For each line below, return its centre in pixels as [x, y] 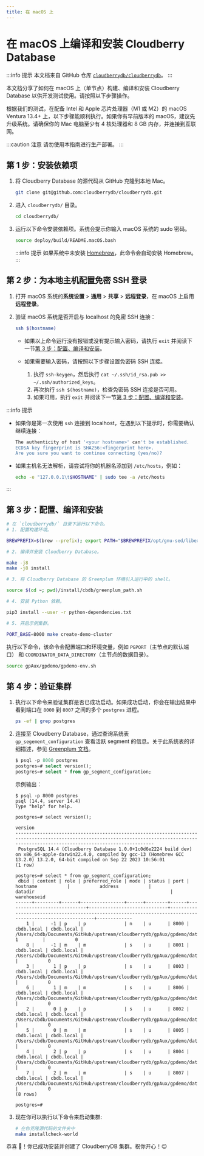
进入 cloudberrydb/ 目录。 [48, 205]
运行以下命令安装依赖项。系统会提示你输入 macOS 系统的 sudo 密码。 [102, 229]
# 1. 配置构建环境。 [29, 530]
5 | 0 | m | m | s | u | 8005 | [108, 1030]
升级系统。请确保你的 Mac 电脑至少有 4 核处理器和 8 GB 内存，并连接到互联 [101, 124]
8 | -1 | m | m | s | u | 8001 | [108, 945]
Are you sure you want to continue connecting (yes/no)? [89, 453]
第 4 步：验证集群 [39, 686]
